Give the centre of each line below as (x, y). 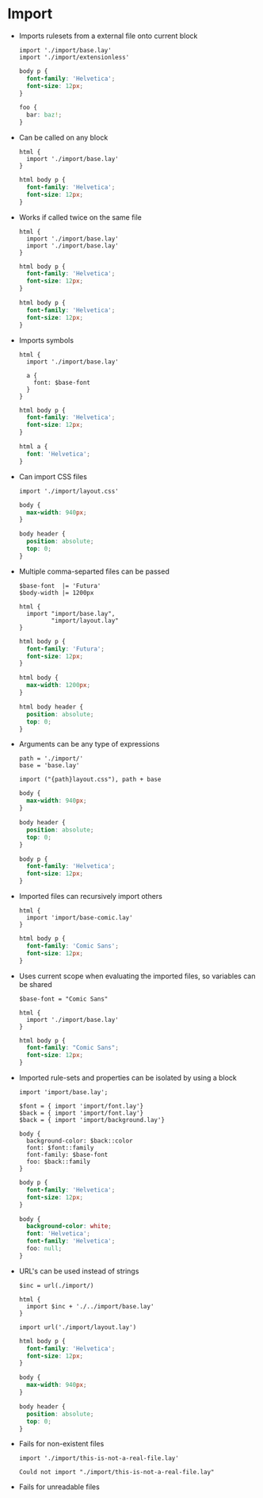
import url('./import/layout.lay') (78, 1327)
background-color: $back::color (80, 1141)
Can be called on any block (63, 138)
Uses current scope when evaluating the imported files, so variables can (137, 976)
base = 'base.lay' (49, 766)
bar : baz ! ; (44, 115)
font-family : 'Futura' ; (65, 649)
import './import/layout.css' (69, 491)
